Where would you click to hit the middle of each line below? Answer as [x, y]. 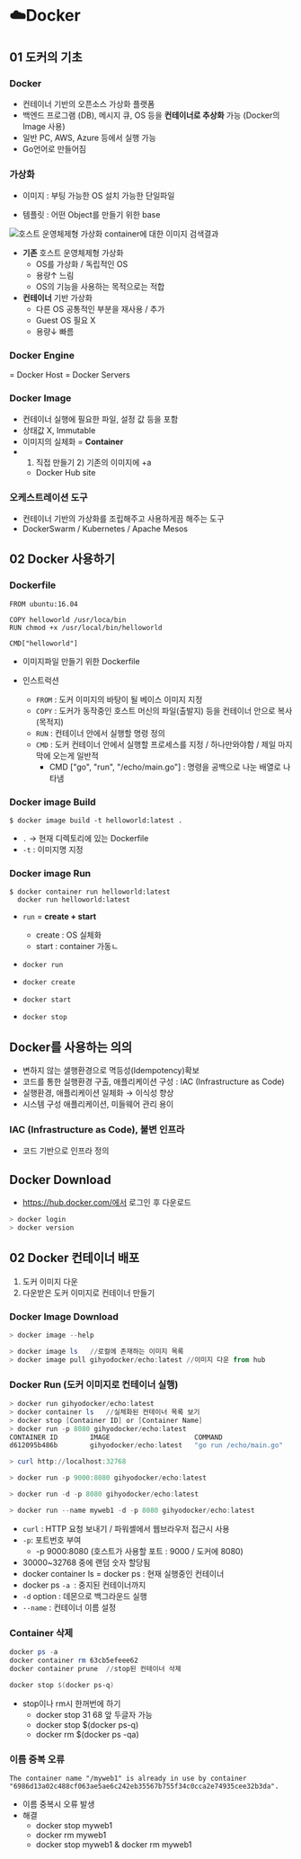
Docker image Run [50, 873]
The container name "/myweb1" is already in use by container [128, 1778]
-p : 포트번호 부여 [52, 1540]
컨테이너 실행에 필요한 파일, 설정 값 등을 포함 [100, 419]
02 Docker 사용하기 [62, 560]
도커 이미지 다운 [50, 1281]
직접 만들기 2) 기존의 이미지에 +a [93, 462]
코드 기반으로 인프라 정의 [66, 1151]
